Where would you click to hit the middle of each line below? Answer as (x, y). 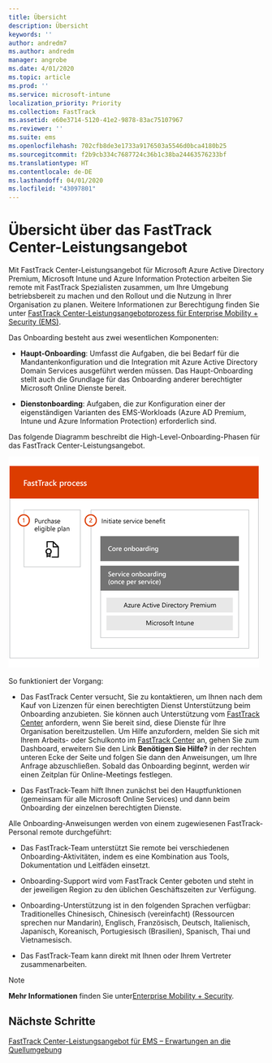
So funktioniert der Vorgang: (56, 681)
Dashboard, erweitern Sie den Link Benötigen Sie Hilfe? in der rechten (138, 749)
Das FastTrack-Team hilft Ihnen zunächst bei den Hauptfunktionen (131, 790)
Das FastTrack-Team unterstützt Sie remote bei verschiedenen (125, 848)
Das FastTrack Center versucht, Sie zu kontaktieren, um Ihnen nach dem (141, 697)
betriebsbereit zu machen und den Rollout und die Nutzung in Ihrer (120, 296)
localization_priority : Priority (65, 103)
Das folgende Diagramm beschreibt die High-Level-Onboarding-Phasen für (134, 437)
